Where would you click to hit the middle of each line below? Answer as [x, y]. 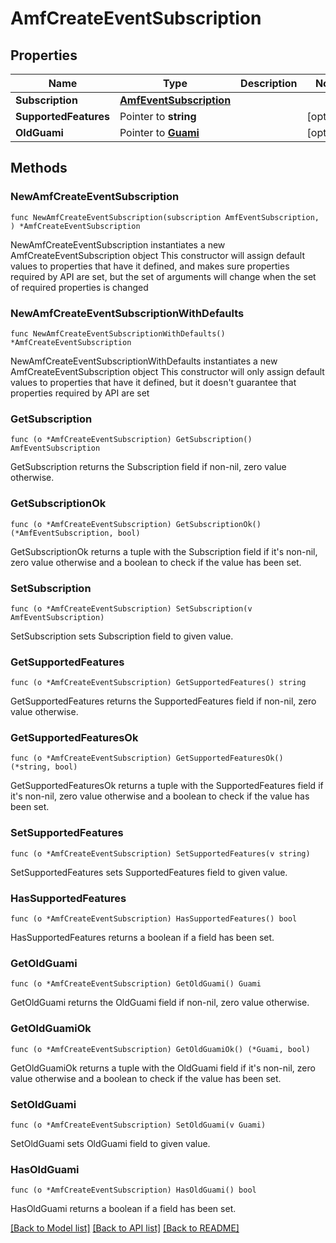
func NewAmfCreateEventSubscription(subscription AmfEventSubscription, [165, 217]
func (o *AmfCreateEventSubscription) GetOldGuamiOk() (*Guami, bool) [160, 1049]
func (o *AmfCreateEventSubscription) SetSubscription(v [131, 608]
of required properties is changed [79, 287]
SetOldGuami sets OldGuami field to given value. [110, 1143]
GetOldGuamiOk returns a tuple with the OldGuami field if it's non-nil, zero [163, 1068]
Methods [39, 168]
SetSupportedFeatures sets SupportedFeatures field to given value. [149, 872]
